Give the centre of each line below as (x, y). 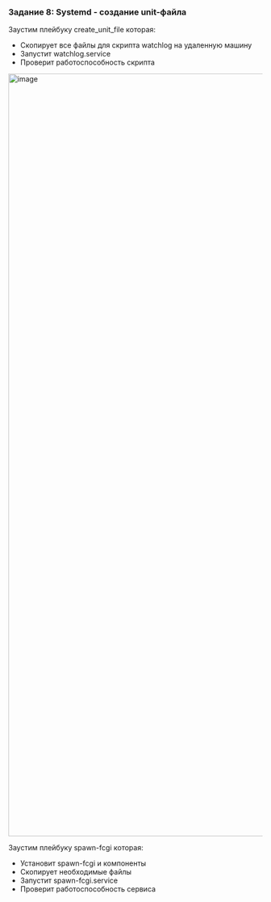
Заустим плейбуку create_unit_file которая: (82, 30)
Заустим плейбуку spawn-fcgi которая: (76, 848)
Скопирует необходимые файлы (75, 872)
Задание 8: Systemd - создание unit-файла (98, 12)
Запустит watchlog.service (65, 54)
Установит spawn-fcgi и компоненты (83, 863)
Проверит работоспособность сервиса (88, 889)
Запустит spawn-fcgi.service (69, 881)
